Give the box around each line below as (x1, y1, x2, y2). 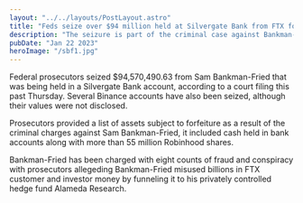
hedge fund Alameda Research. (9, 183, 127, 194)
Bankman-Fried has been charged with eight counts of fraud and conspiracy (9, 154, 294, 165)
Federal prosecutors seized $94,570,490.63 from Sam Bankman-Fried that (9, 71, 287, 82)
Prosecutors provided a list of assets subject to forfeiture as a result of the (9, 118, 286, 129)
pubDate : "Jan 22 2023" (9, 38, 99, 48)
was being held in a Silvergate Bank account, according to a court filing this (9, 81, 290, 92)
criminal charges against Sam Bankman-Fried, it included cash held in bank (9, 127, 289, 138)
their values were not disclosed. (9, 100, 128, 111)
